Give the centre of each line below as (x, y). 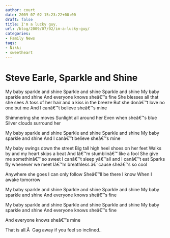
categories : (18, 34)
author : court (20, 10)
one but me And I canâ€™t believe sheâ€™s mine (56, 108)
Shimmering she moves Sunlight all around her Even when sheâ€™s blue (81, 118)
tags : (11, 43)
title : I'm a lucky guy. (32, 24)
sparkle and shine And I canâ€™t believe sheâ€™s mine (63, 138)
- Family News (20, 39)
